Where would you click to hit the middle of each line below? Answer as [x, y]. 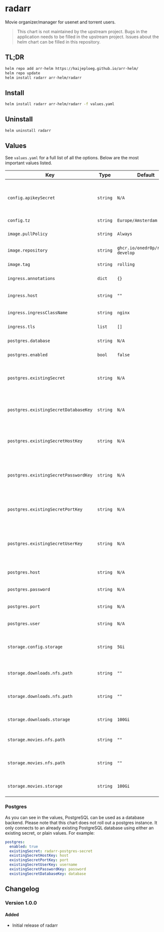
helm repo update [23, 73]
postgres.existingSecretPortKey [45, 509]
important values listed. [29, 163]
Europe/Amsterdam [137, 220]
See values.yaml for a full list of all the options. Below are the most [72, 157]
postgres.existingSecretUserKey [45, 543]
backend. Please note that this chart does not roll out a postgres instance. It [81, 823]
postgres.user [24, 623]
